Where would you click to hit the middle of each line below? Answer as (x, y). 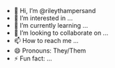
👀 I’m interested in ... (43, 18)
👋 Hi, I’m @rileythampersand (55, 11)
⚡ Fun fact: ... (33, 58)
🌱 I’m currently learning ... (51, 25)
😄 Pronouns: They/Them (50, 51)
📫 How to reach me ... (46, 41)
